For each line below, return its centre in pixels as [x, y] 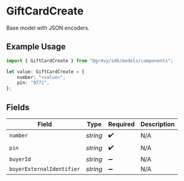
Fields [18, 107]
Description [158, 124]
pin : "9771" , [33, 83]
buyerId [20, 159]
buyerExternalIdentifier [45, 169]
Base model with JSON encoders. [48, 28]
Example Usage [36, 47]
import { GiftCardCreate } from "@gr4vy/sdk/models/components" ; [90, 61]
